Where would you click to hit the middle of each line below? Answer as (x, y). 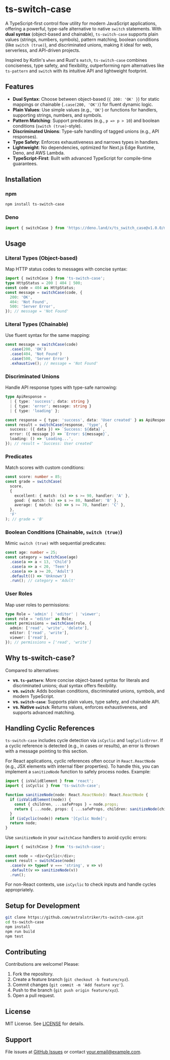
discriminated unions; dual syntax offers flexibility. (65, 685)
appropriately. (20, 890)
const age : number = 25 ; (31, 553)
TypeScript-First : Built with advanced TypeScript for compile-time (82, 158)
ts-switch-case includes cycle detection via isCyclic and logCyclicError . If (84, 740)
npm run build (20, 931)
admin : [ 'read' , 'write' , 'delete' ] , (50, 628)
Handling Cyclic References (50, 728)
